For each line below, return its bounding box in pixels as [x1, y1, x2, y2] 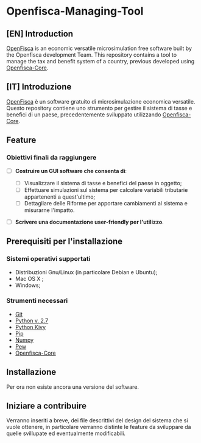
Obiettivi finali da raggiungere [6, 154, 97, 162]
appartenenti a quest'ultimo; [24, 193, 96, 200]
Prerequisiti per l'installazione [6, 236, 123, 247]
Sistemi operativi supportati [6, 255, 91, 263]
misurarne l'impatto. [24, 206, 75, 214]
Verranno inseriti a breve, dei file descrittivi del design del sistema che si [6, 417, 188, 424]
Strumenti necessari [6, 297, 68, 305]
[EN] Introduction [6, 29, 74, 39]
